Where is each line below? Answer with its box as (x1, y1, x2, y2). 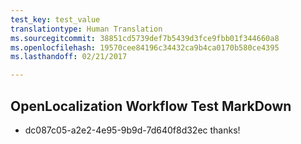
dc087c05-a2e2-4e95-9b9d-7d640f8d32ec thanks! (24, 124, 241, 136)
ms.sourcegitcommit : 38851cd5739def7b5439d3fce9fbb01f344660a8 (10, 33, 280, 43)
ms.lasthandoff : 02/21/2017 (10, 52, 128, 62)
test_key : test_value (10, 14, 101, 25)
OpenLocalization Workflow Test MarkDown (10, 97, 292, 115)
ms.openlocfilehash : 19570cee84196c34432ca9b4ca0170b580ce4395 (10, 42, 280, 53)
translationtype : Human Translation (10, 24, 163, 34)
